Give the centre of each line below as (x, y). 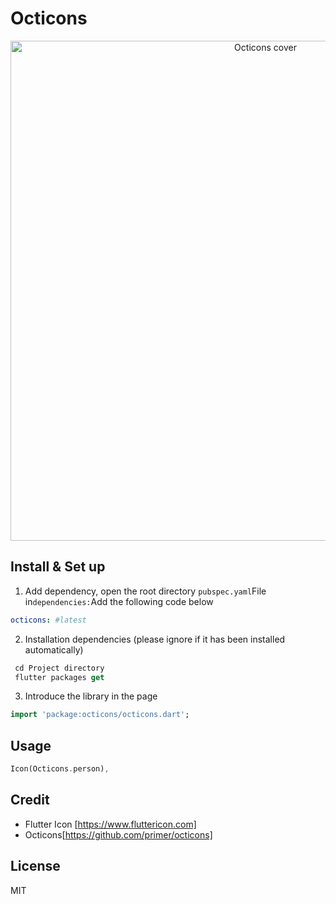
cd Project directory (59, 668)
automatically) (54, 649)
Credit (30, 800)
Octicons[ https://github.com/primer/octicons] (118, 834)
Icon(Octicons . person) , (60, 769)
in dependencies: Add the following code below (119, 601)
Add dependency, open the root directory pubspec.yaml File (145, 591)
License (35, 866)
